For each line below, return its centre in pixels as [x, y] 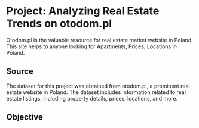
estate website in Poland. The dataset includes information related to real [96, 92]
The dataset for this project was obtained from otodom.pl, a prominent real [98, 86]
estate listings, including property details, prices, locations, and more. [92, 98]
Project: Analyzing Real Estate [83, 11]
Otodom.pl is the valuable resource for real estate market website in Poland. [99, 40]
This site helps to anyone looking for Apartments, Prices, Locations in [92, 46]
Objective [25, 117]
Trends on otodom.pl [59, 24]
